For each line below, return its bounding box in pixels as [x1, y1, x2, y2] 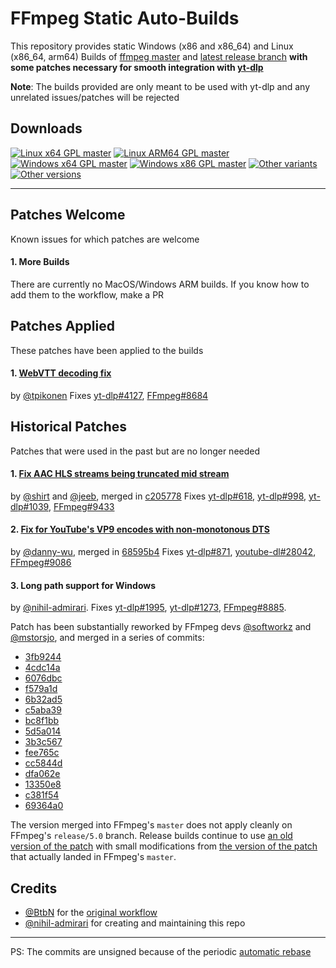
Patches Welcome [10, 207, 126, 224]
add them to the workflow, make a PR [10, 288, 165, 301]
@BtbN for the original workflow [24, 907, 158, 919]
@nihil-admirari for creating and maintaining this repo [24, 917, 246, 929]
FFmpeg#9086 [10, 557, 72, 568]
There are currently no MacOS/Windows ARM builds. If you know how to [10, 278, 310, 290]
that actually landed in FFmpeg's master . [10, 851, 177, 863]
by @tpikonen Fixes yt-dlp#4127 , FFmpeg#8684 [10, 389, 209, 401]
